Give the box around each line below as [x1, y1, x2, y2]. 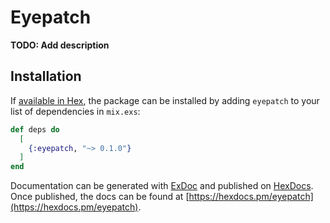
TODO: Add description [10, 39, 110, 51]
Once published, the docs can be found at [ [10, 191, 190, 203]
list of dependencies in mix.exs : [10, 105, 141, 117]
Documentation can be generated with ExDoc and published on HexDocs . [10, 180, 314, 192]
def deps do [10, 124, 60, 135]
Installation [10, 68, 82, 85]
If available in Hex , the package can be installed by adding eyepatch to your [10, 94, 320, 106]
